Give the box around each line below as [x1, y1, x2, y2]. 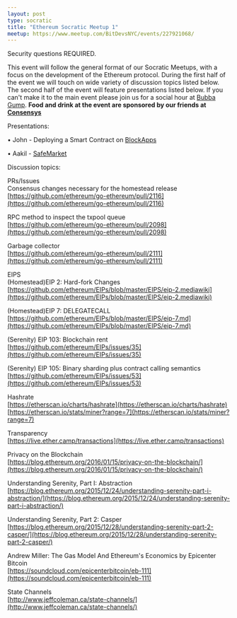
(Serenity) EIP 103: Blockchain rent [7, 335, 108, 344]
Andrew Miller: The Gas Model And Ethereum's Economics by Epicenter [7, 552, 216, 560]
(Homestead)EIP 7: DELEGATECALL [7, 307, 111, 315]
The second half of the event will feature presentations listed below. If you [7, 86, 224, 94]
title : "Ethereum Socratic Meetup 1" [7, 23, 119, 30]
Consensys [7, 108, 42, 117]
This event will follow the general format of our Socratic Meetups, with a [7, 63, 218, 71]
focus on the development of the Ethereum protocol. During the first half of [7, 71, 226, 79]
